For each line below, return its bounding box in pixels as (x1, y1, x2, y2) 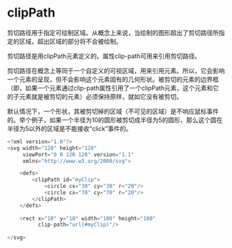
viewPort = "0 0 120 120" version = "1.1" (22, 151, 135, 158)
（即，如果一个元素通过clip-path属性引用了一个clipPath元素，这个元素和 (7, 84, 213, 92)
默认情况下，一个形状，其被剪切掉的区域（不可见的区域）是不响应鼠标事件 (7, 107, 219, 115)
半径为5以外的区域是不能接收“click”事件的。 (7, 124, 133, 133)
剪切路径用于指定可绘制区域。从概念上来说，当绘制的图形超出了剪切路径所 (7, 28, 219, 37)
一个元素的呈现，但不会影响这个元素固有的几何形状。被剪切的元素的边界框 (7, 75, 219, 84)
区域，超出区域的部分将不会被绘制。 (19, 37, 122, 46)
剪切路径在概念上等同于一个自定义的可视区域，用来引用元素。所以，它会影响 (7, 66, 225, 75)
